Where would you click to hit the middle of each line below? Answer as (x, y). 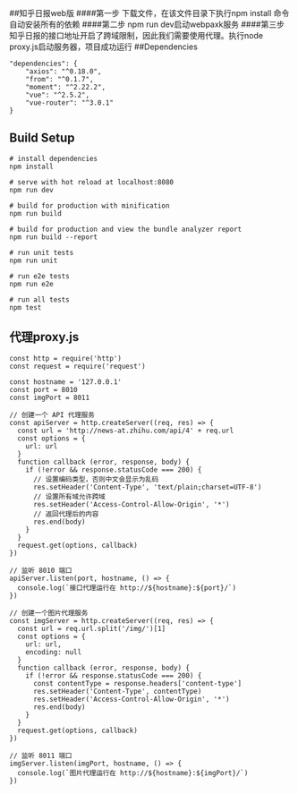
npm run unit (34, 260)
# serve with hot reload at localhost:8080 (92, 182)
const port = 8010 (43, 389)
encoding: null (54, 652)
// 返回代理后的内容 (66, 514)
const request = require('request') (77, 366)
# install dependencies (54, 158)
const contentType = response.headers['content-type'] (137, 683)
